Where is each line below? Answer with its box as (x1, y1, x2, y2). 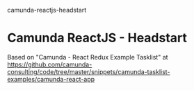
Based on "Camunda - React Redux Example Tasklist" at (7, 53, 168, 61)
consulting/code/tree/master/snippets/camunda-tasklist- (7, 67, 170, 75)
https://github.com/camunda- (7, 60, 92, 69)
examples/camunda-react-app (7, 75, 95, 83)
